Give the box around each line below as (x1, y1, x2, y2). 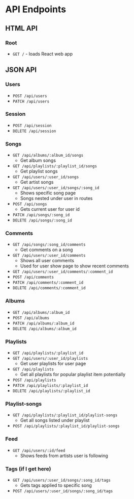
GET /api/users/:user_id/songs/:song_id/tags (12, 478, 111, 483)
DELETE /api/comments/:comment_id (12, 286, 86, 291)
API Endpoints (5, 4, 66, 15)
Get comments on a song (20, 246, 73, 253)
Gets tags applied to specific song (20, 482, 92, 488)
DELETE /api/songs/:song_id (12, 218, 72, 223)
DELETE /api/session (12, 129, 56, 134)
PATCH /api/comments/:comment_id (12, 280, 84, 285)
